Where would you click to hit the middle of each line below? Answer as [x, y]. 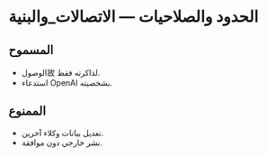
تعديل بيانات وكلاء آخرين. [62, 133]
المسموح [31, 50]
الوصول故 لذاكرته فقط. [61, 73]
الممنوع [27, 111]
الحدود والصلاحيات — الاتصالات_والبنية [133, 17]
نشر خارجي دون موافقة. [62, 143]
